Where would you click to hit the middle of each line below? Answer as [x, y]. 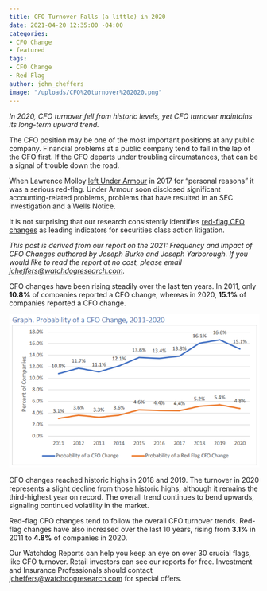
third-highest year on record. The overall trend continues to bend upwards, [132, 496]
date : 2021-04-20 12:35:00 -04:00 [66, 25]
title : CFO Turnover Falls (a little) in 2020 [87, 17]
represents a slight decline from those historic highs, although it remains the [133, 488]
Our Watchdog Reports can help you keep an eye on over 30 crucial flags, [130, 553]
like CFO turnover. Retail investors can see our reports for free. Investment [131, 562]
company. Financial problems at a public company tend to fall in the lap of [130, 148]
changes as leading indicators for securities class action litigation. [117, 230]
